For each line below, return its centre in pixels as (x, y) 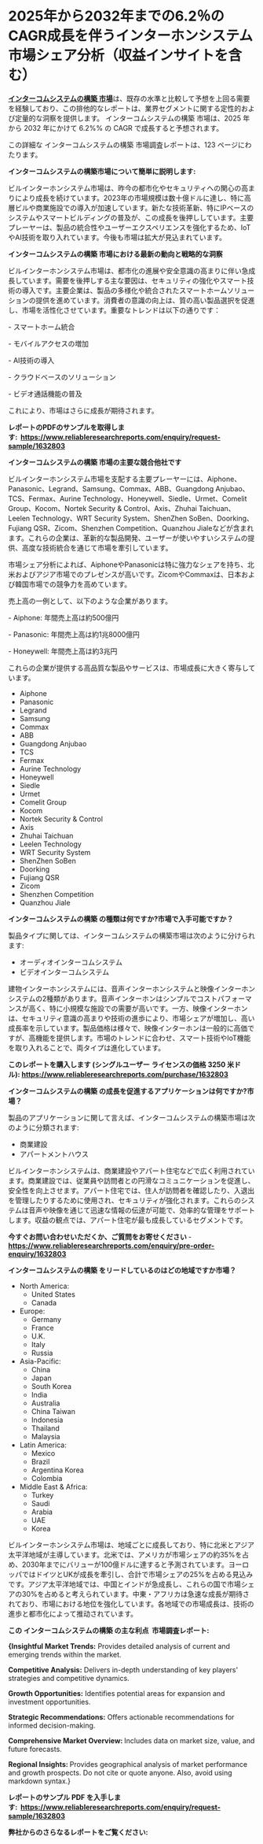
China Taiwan (53, 1411)
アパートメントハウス (54, 1153)
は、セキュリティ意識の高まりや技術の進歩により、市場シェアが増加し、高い (131, 1018)
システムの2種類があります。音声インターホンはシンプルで (103, 998)
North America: (44, 1286)
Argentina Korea (57, 1470)
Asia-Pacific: (40, 1361)
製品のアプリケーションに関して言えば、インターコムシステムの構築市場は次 (131, 1117)
